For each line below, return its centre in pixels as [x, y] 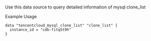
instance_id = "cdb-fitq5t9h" [40, 30]
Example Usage [21, 16]
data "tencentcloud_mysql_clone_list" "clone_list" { [61, 25]
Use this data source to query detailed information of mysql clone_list [75, 7]
